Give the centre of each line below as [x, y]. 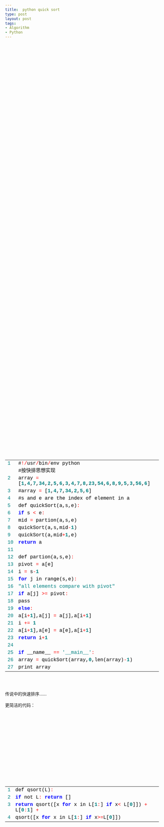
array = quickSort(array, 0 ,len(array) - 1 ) [75, 660]
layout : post [18, 19]
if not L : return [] [43, 797]
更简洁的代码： [20, 705]
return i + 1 [33, 638]
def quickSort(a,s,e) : [49, 506]
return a [30, 543]
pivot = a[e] [36, 565]
